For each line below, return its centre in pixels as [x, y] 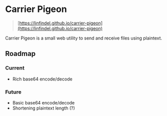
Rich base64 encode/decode [42, 79]
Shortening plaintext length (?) [43, 108]
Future [13, 92]
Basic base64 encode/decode [43, 102]
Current [15, 68]
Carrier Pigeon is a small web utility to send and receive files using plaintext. [84, 38]
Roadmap [20, 54]
